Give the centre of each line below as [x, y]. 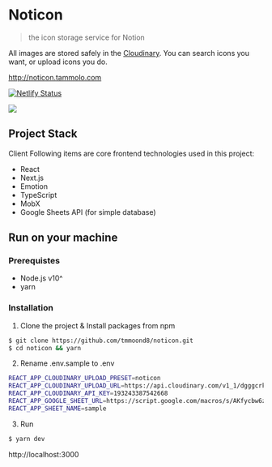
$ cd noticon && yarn [45, 348]
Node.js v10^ [41, 278]
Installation [31, 308]
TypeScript [38, 195]
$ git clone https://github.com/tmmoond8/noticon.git [101, 341]
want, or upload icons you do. [58, 62]
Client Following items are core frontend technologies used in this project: [132, 153]
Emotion [34, 186]
